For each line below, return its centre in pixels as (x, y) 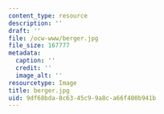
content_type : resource (48, 16)
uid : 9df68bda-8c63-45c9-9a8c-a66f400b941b (82, 98)
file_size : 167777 (39, 46)
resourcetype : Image (43, 83)
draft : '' (25, 31)
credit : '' (34, 68)
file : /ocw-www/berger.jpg (53, 38)
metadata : (25, 53)
